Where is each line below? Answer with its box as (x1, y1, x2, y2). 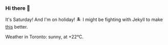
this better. (5, 24, 28, 30)
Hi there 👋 (5, 5, 31, 12)
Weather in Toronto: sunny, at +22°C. (5, 34, 83, 40)
